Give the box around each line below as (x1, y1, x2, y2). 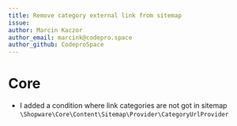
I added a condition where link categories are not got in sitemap (19, 101, 228, 110)
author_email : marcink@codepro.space (8, 33, 133, 42)
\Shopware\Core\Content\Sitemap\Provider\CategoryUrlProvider (19, 111, 229, 119)
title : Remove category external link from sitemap (8, 11, 182, 20)
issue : (8, 19, 30, 27)
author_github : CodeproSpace (8, 41, 104, 49)
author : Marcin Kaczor (8, 26, 83, 34)
